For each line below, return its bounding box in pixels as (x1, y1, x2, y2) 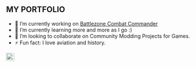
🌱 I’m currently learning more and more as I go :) (14, 26, 132, 33)
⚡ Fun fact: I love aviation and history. (14, 39, 106, 46)
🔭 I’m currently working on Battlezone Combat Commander (14, 20, 158, 27)
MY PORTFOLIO (6, 5, 65, 15)
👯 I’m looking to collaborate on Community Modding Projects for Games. (14, 32, 190, 40)
